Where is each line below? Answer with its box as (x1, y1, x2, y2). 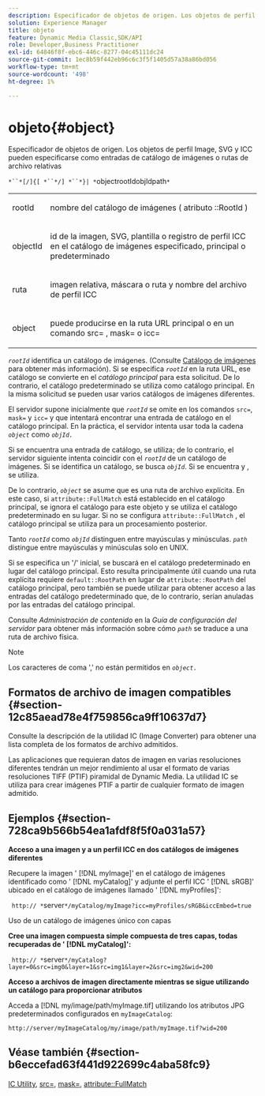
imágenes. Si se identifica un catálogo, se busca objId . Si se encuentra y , (8, 462, 250, 471)
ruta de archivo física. (8, 632, 79, 642)
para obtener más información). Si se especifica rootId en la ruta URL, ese (8, 364, 251, 373)
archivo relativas (8, 161, 62, 171)
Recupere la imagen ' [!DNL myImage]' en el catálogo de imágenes (8, 869, 226, 878)
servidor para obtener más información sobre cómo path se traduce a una (8, 624, 248, 633)
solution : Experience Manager (8, 19, 108, 27)
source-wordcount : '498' (8, 70, 90, 78)
